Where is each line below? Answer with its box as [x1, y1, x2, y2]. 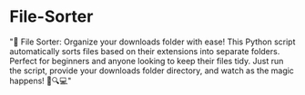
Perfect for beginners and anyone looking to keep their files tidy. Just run [9, 55, 284, 66]
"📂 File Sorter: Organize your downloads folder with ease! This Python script [9, 36, 296, 47]
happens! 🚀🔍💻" [9, 75, 72, 86]
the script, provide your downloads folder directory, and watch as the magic [9, 65, 294, 76]
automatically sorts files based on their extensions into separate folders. [9, 45, 280, 56]
